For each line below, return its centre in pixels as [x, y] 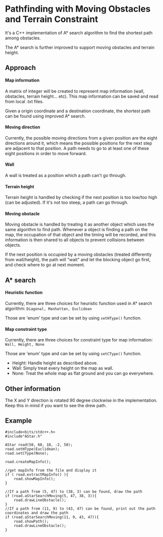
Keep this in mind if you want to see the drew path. [56, 405]
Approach [20, 68]
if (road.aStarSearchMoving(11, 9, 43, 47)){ [52, 517]
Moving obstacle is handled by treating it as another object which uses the [80, 224]
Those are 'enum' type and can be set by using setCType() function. [73, 354]
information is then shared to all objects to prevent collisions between [75, 240]
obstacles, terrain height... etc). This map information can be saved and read [82, 96]
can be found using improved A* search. [45, 116]
